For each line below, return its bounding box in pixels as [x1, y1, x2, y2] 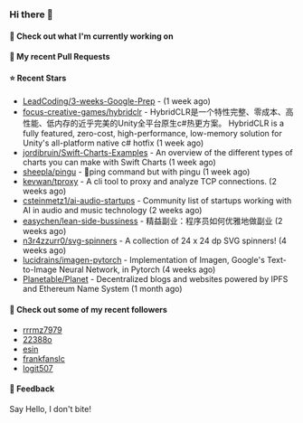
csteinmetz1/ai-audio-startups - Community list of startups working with [22, 195, 292, 206]
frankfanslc [22, 352, 65, 364]
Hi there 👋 [9, 8, 54, 21]
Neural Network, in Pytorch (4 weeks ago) [58, 264, 216, 275]
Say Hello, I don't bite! [9, 403, 92, 414]
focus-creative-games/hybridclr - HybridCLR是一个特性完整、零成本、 [22, 107, 287, 117]
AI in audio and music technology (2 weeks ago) [22, 205, 203, 216]
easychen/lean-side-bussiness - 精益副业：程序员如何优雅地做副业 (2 [22, 216, 283, 227]
